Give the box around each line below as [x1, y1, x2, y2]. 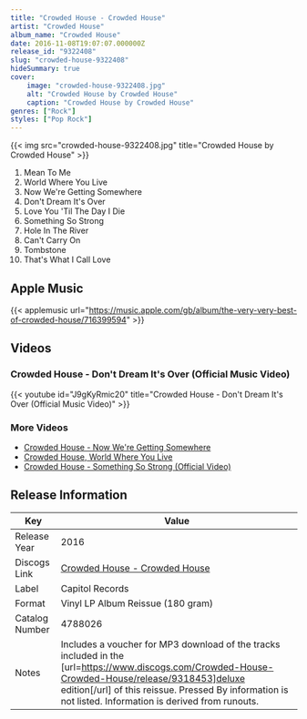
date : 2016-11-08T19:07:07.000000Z [10, 38, 146, 48]
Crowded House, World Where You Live [23, 451, 173, 462]
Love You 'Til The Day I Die [23, 206, 126, 217]
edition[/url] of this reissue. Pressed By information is [60, 684, 289, 696]
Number [15, 623, 50, 635]
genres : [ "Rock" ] [10, 106, 77, 116]
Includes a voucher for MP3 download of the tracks [60, 638, 281, 651]
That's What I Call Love [23, 254, 111, 265]
